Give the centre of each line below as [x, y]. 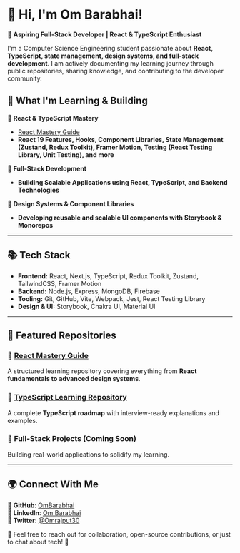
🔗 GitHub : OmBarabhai [41, 505]
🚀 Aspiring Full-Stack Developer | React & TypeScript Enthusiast [105, 34]
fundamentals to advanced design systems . [74, 379]
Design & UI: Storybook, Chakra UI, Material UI [86, 306]
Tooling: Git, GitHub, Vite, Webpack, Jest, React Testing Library [111, 298]
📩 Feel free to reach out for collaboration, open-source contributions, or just [119, 534]
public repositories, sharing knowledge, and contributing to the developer [115, 71]
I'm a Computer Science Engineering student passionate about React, [110, 48]
